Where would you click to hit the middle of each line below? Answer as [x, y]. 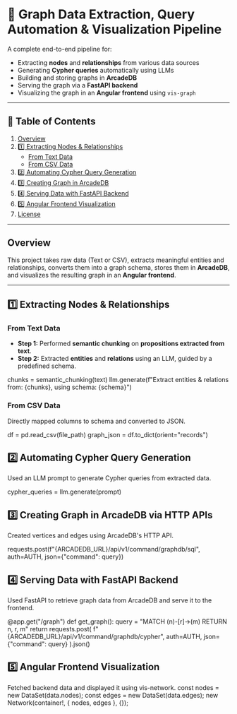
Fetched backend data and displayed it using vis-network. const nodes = [114, 687]
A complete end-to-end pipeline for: [60, 49]
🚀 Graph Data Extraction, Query [101, 14]
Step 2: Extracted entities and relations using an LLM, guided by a [115, 359]
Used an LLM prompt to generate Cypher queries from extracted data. [109, 478]
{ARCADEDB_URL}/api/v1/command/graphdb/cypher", [86, 636]
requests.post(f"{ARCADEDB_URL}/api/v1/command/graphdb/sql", [104, 549]
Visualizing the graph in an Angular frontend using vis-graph [107, 93]
